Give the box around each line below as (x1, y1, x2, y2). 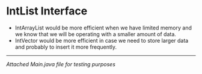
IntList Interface (6, 4, 88, 18)
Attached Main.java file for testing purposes (6, 60, 116, 67)
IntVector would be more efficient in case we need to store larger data (14, 37, 189, 44)
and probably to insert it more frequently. (14, 43, 117, 51)
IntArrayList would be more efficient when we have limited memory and (14, 24, 192, 31)
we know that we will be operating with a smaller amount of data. (14, 30, 176, 37)
